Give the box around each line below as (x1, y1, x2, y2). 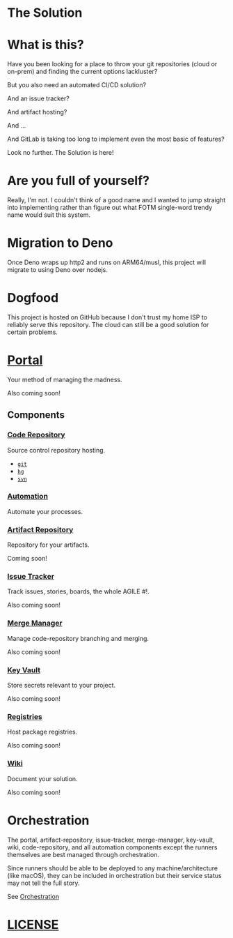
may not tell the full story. (7, 879, 80, 887)
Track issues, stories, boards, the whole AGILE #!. (7, 587, 150, 596)
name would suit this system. (7, 211, 90, 219)
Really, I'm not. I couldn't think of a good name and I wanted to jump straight (7, 196, 226, 204)
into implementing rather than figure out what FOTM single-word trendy (7, 204, 213, 212)
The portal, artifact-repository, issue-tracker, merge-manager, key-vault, (7, 835, 215, 844)
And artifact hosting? (7, 108, 67, 116)
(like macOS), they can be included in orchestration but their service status (7, 871, 222, 879)
